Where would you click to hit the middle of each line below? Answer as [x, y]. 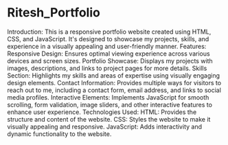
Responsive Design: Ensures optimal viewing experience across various [109, 54]
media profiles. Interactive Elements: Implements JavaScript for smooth [108, 97]
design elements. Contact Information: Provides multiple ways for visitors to [114, 82]
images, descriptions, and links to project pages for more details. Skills [107, 68]
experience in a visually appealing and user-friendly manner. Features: [107, 46]
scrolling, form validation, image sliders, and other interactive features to [110, 104]
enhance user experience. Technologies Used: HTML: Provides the [102, 112]
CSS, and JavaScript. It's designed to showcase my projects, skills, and [108, 38]
